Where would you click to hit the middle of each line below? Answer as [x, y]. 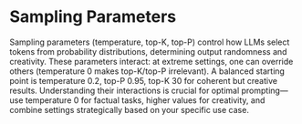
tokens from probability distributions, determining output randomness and [148, 51]
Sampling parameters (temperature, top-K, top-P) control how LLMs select [150, 42]
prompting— [265, 90]
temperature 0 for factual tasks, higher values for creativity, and [145, 100]
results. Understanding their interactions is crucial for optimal [125, 90]
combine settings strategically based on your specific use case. [129, 109]
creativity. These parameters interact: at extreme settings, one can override [151, 61]
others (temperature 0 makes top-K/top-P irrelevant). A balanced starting [147, 71]
